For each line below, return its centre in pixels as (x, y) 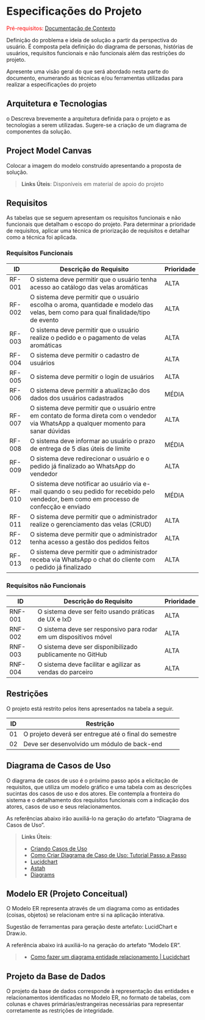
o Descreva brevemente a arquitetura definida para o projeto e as (88, 118)
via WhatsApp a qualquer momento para (88, 423)
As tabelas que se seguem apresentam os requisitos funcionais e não (94, 218)
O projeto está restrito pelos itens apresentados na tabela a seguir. (90, 708)
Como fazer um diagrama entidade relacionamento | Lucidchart (110, 957)
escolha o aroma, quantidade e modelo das (92, 304)
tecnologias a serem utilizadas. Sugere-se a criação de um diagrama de (97, 125)
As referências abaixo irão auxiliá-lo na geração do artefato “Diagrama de (99, 818)
